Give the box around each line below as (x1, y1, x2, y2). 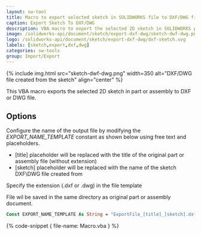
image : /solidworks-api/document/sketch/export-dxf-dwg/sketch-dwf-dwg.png (6, 31, 199, 37)
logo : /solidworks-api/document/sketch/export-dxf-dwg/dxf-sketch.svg (6, 36, 186, 42)
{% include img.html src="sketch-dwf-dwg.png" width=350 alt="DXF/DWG (6, 69, 193, 77)
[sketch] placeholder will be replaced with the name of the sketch (14, 164, 176, 171)
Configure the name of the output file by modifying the (6, 127, 141, 135)
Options (6, 111, 37, 121)
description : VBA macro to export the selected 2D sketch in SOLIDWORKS (6, 25, 191, 32)
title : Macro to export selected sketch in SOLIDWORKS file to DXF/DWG (6, 14, 188, 20)
